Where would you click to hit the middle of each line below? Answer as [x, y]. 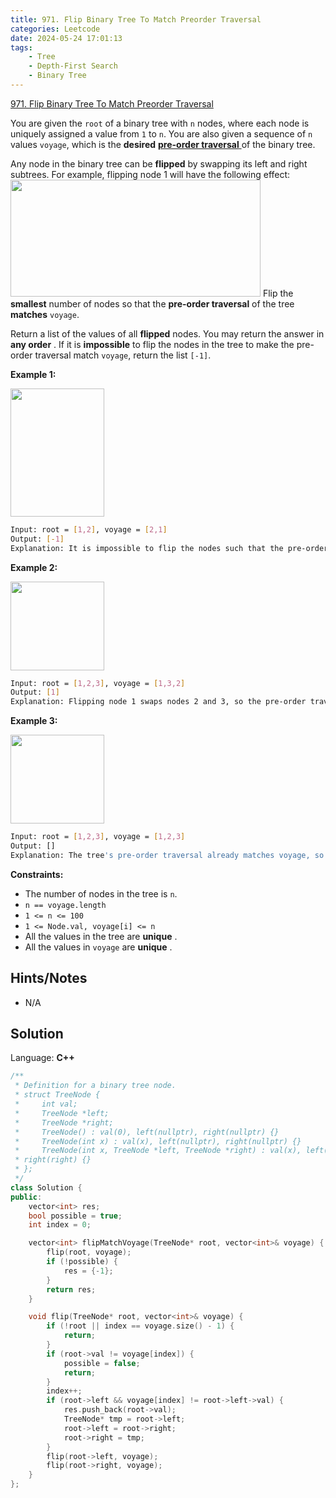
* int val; [46, 1104]
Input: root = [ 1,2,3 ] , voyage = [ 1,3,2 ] [98, 683]
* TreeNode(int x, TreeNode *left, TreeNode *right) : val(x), [158, 1151]
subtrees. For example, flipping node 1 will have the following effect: [150, 174]
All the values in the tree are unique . [101, 936]
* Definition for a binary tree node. [95, 1086]
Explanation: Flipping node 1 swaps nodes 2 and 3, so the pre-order [158, 702]
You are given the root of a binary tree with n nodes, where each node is [160, 123]
